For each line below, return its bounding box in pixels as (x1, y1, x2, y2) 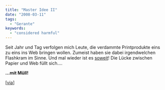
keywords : (5, 26, 26, 31)
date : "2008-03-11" (5, 12, 46, 17)
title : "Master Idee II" (5, 7, 58, 12)
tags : (5, 16, 17, 21)
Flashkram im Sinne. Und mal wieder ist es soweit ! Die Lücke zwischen (5, 55, 153, 60)
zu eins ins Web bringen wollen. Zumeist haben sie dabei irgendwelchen (5, 49, 155, 55)
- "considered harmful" (10, 30, 60, 35)
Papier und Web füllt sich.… (5, 60, 63, 66)
